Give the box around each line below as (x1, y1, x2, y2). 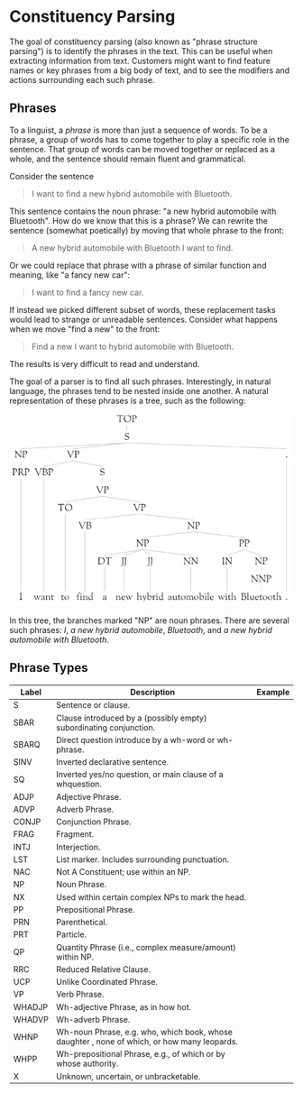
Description (130, 687, 176, 698)
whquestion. (56, 778, 102, 790)
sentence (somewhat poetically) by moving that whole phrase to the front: (9, 225, 284, 235)
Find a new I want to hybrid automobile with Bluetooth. (31, 341, 234, 352)
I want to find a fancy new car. (31, 287, 144, 298)
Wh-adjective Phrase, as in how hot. (56, 1001, 192, 1012)
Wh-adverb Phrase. (56, 1014, 131, 1024)
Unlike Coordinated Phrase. (56, 977, 158, 987)
